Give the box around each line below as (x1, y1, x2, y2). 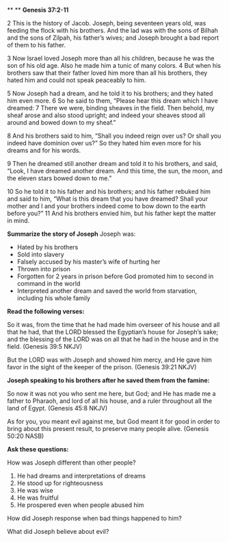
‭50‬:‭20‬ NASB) (7, 432, 44, 440)
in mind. (7, 217, 30, 225)
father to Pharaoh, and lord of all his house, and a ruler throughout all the (7, 397, 213, 405)
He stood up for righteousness (16, 479, 104, 487)
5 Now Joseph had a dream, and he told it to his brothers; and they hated (7, 89, 213, 97)
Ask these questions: (7, 445, 69, 453)
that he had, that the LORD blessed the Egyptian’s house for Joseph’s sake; (7, 328, 219, 336)
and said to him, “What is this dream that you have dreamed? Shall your (7, 195, 208, 203)
